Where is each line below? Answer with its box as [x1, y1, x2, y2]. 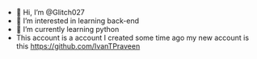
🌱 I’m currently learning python [15, 25, 120, 33]
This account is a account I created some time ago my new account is [15, 33, 249, 42]
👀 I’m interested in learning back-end [15, 16, 140, 26]
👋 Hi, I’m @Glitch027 [15, 8, 85, 17]
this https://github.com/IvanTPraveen [15, 41, 141, 51]
